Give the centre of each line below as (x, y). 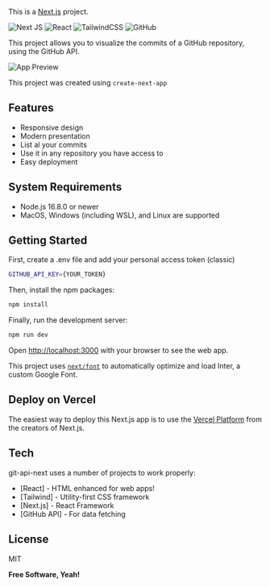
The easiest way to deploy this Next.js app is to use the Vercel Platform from (135, 419)
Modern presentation (55, 135)
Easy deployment (49, 161)
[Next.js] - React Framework (67, 505)
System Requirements (65, 187)
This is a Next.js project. (48, 12)
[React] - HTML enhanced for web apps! (87, 488)
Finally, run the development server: (68, 320)
